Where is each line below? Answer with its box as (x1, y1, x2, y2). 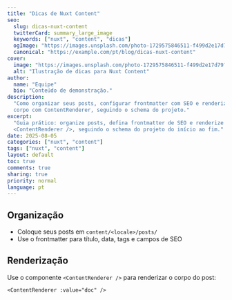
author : (7, 74, 30, 82)
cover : (7, 55, 26, 62)
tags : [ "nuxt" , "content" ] (7, 145, 85, 152)
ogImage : (13, 42, 39, 49)
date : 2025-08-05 (7, 132, 57, 139)
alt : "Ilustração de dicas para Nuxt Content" (13, 68, 150, 75)
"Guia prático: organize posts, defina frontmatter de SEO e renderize (13, 119, 224, 126)
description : (7, 94, 45, 101)
